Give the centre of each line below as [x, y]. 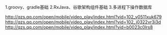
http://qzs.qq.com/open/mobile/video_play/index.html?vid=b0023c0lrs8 [79, 27]
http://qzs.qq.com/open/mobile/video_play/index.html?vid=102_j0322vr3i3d [83, 22]
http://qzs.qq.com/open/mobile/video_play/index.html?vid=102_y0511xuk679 [83, 17]
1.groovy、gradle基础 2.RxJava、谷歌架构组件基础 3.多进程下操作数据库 [79, 7]
